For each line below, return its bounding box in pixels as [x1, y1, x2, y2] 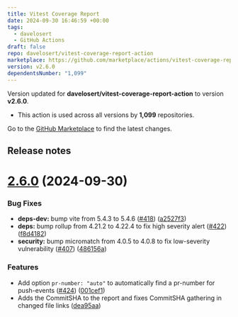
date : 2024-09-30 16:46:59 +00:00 [7, 17, 110, 24]
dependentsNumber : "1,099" [7, 69, 87, 77]
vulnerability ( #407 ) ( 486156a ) [17, 245, 108, 253]
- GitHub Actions [13, 37, 65, 44]
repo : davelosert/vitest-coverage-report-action [7, 50, 154, 57]
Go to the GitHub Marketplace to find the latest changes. [7, 124, 172, 133]
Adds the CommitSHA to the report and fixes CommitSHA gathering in [17, 294, 222, 302]
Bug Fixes [7, 199, 42, 208]
